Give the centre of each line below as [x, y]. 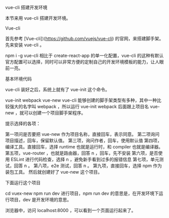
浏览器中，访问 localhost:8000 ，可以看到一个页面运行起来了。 [70, 210]
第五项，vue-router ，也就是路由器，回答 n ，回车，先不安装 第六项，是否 [82, 153]
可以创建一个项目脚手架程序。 [55, 113]
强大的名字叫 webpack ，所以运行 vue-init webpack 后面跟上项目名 [79, 106]
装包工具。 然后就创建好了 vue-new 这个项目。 [54, 172]
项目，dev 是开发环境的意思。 [40, 200]
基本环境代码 [18, 79]
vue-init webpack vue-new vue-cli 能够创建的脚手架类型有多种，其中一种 [81, 100]
